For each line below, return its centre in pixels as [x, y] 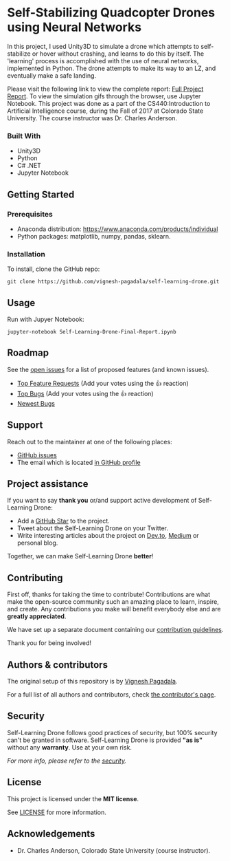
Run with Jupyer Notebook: [46, 319]
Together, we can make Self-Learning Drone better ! [80, 556]
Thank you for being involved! [49, 643]
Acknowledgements [51, 834]
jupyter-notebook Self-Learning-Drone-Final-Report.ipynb [92, 332]
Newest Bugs [36, 403]
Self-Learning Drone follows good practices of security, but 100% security [112, 732]
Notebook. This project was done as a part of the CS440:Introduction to [109, 103]
